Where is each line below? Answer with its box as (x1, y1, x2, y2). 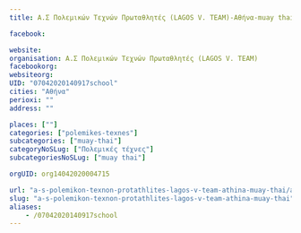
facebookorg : (9, 62, 58, 72)
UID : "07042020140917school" (9, 79, 118, 88)
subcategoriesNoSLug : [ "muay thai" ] (9, 153, 146, 162)
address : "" (9, 104, 54, 113)
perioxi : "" (9, 95, 54, 104)
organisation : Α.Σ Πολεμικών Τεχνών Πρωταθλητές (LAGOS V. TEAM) (9, 54, 258, 63)
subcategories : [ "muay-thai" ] (9, 136, 123, 146)
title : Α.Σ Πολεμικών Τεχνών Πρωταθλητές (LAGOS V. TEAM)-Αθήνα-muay (9, 13, 275, 22)
